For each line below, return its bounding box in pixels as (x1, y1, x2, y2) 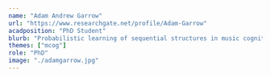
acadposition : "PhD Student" (8, 26, 106, 34)
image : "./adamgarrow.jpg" (8, 57, 99, 65)
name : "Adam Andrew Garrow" (8, 11, 103, 20)
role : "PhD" (8, 49, 48, 57)
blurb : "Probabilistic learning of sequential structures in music (8, 34, 240, 43)
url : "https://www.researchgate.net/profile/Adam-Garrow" (8, 19, 207, 27)
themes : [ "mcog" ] (8, 42, 67, 50)
